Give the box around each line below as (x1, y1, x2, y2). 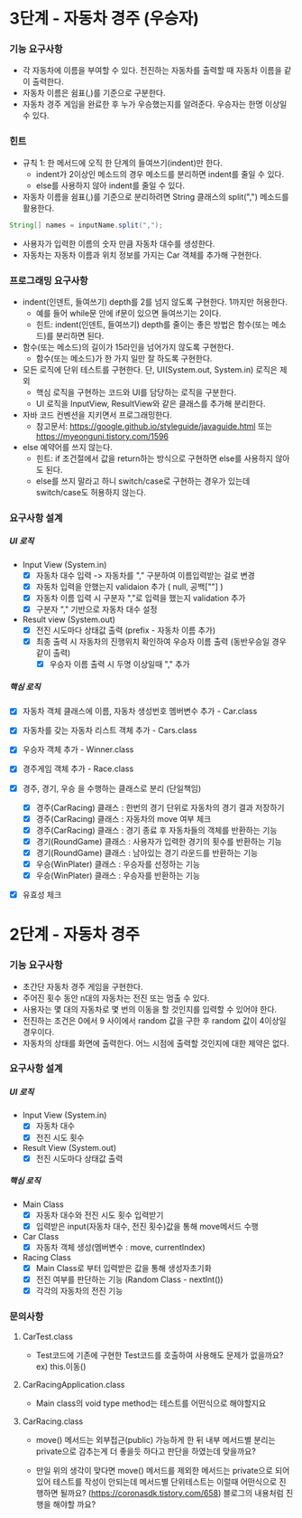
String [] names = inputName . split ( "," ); (9, 221, 164, 230)
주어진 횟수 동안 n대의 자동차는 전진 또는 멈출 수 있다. (22, 992, 210, 1004)
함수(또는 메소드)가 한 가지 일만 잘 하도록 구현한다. (35, 353, 213, 363)
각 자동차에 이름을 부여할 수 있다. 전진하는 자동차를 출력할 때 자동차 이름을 (22, 65, 282, 76)
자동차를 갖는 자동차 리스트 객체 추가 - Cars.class (22, 725, 197, 736)
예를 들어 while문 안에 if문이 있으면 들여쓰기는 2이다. (35, 307, 222, 318)
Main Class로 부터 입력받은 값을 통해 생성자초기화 (35, 1262, 212, 1273)
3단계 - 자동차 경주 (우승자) (9, 8, 200, 29)
